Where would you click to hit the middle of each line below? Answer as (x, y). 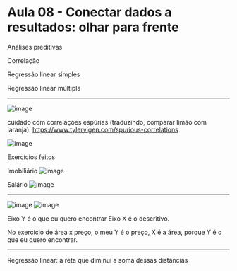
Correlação (24, 60)
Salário (18, 184)
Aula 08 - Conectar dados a (90, 12)
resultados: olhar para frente (93, 27)
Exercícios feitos (31, 157)
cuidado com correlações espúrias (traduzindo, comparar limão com (107, 122)
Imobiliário (23, 171)
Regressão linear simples (44, 74)
